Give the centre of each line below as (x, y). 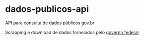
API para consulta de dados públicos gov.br (50, 23)
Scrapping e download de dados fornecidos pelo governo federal (72, 32)
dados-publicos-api (47, 9)
